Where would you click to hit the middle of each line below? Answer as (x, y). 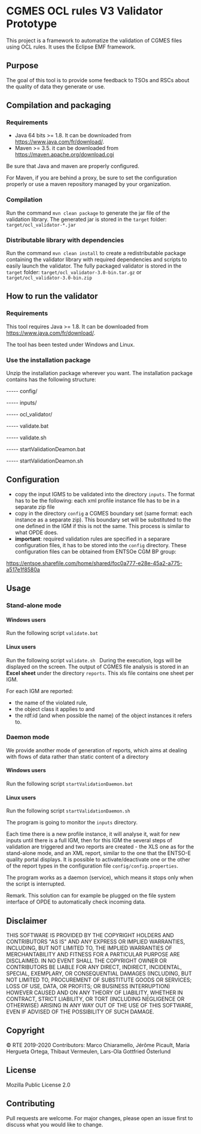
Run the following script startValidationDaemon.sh (68, 811)
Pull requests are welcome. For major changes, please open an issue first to (100, 1118)
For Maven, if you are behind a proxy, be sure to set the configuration (92, 178)
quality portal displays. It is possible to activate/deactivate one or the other (98, 860)
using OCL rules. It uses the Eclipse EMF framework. (71, 47)
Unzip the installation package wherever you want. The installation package (100, 373)
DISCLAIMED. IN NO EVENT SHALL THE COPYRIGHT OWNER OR (87, 961)
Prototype (32, 24)
